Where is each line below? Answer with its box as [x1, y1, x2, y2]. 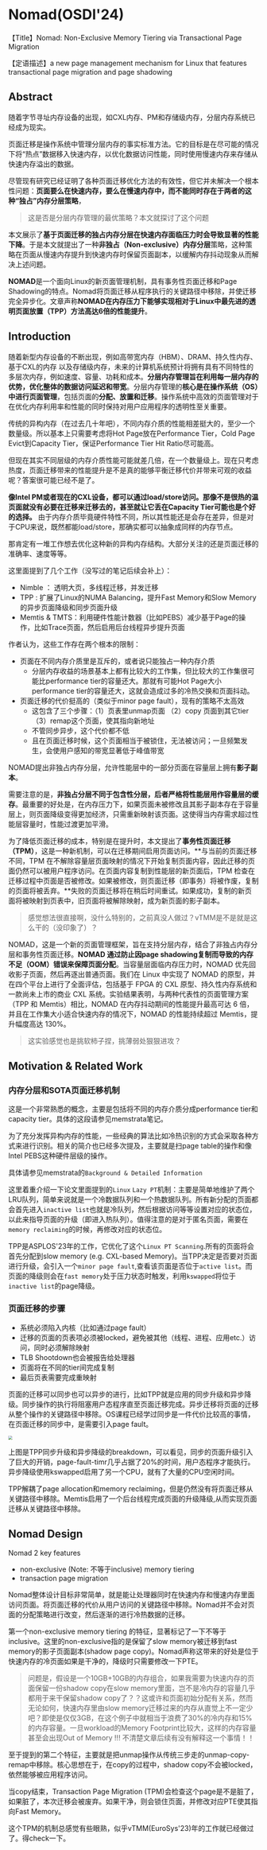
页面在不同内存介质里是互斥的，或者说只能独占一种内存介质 [19, 656, 215, 666]
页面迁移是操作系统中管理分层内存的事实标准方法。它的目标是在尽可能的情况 [8, 139, 259, 149]
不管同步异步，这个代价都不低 [31, 725, 130, 735]
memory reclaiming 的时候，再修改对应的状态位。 [8, 1225, 167, 1234]
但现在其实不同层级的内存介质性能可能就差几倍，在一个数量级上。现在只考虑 [8, 455, 259, 464]
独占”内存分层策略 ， [18, 196, 86, 205]
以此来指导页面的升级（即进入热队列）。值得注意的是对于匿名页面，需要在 [8, 1215, 249, 1224]
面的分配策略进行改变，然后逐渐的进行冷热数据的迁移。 [8, 1610, 189, 1619]
